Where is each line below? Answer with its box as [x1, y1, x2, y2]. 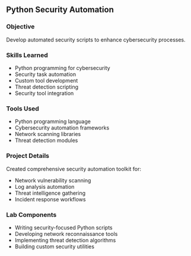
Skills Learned [6, 50, 49, 59]
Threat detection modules [14, 137, 78, 144]
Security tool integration [14, 89, 74, 97]
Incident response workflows [14, 195, 86, 203]
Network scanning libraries [14, 131, 81, 138]
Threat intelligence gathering [14, 189, 86, 197]
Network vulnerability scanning [14, 176, 91, 184]
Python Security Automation [6, 5, 114, 15]
